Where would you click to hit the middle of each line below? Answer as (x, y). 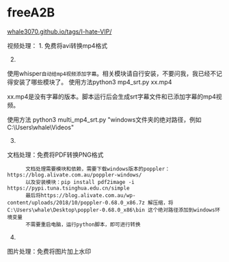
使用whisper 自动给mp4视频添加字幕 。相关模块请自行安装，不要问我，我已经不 (112, 73)
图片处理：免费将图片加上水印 (49, 251)
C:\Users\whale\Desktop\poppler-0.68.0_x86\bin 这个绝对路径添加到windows (111, 210)
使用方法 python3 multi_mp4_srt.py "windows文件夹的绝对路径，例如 (104, 119)
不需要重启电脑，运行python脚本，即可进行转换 (83, 224)
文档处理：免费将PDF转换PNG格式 (55, 155)
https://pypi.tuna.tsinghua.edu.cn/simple (68, 188)
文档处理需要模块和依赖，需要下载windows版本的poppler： (97, 169)
